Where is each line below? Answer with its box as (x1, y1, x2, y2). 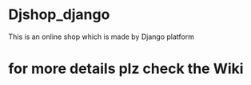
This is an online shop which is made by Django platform (8, 32, 194, 41)
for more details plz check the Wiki (8, 60, 244, 78)
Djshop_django (8, 6, 110, 24)
